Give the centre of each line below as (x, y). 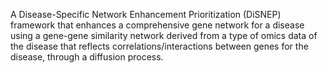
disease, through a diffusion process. (87, 57)
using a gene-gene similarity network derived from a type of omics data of (164, 35)
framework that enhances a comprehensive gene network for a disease (157, 25)
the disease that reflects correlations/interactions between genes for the (159, 46)
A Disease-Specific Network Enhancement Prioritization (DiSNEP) (146, 14)
